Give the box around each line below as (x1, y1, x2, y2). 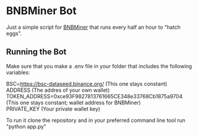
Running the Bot (6, 47, 67, 57)
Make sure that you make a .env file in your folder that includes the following (6, 62, 192, 69)
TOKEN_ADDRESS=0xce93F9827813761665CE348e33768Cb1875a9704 (6, 92, 183, 99)
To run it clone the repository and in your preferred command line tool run (6, 117, 186, 124)
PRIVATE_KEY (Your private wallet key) (6, 105, 100, 112)
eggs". (6, 29, 22, 37)
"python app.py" (6, 122, 47, 130)
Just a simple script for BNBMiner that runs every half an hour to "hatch (6, 24, 181, 31)
